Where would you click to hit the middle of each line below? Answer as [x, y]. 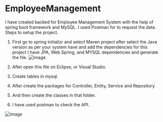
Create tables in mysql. [35, 76]
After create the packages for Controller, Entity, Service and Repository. [84, 85]
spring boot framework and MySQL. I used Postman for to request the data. [81, 27]
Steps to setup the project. [32, 32]
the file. [20, 57]
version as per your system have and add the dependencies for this [80, 47]
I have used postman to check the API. [51, 104]
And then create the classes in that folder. [54, 95]
